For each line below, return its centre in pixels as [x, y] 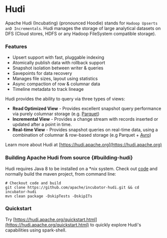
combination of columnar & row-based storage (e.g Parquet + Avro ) [82, 135]
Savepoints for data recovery [42, 73]
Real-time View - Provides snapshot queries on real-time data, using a [85, 130]
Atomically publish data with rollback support [59, 63]
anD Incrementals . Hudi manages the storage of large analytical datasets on [83, 28]
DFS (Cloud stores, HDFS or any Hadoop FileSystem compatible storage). [81, 33]
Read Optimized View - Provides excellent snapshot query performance [87, 109]
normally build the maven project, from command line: [61, 174]
